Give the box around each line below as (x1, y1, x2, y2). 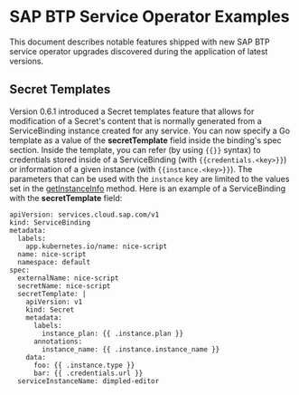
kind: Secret (25, 305, 75, 314)
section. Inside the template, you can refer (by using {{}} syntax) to (9, 144, 261, 155)
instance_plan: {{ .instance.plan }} (42, 329, 183, 338)
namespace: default (17, 257, 91, 266)
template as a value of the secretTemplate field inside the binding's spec (9, 134, 282, 146)
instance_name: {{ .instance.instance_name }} (42, 344, 220, 354)
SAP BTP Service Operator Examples (9, 6, 290, 27)
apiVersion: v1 (25, 297, 83, 306)
